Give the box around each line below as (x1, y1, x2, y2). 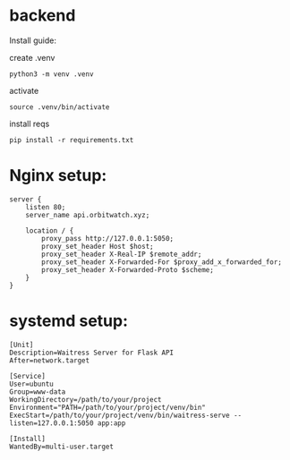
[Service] (9, 371, 47, 380)
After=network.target (9, 355, 90, 365)
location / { (25, 226, 74, 235)
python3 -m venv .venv (9, 69, 94, 79)
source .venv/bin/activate (9, 102, 110, 112)
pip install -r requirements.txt (9, 135, 134, 144)
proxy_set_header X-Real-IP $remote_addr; (41, 250, 202, 259)
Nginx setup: (9, 166, 107, 186)
